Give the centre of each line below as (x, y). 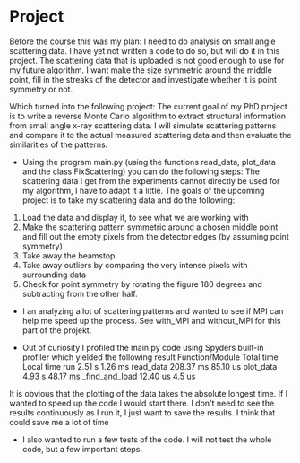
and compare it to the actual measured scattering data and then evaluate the (150, 135)
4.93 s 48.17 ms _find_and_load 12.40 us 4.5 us (109, 376)
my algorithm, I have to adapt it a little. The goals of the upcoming (143, 190)
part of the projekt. (57, 330)
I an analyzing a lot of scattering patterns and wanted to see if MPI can (153, 310)
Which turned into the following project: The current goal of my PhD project (149, 106)
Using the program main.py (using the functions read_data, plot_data (149, 162)
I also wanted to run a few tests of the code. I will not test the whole (147, 439)
